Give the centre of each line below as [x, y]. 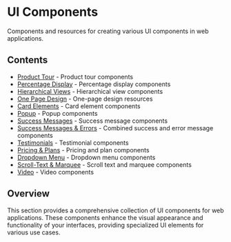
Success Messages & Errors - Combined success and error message [115, 128]
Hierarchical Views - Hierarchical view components [90, 91]
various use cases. [34, 232]
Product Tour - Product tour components [75, 77]
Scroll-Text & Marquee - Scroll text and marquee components [104, 164]
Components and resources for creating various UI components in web [108, 31]
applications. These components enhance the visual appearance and [105, 217]
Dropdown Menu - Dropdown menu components [86, 157]
